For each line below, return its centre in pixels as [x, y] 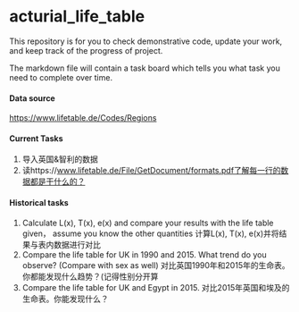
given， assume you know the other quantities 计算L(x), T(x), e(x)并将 [150, 233]
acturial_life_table [77, 17]
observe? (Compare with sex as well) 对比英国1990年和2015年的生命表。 [156, 265]
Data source [32, 98]
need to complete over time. [61, 77]
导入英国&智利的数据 [60, 159]
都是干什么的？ [58, 181]
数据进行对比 [77, 244]
